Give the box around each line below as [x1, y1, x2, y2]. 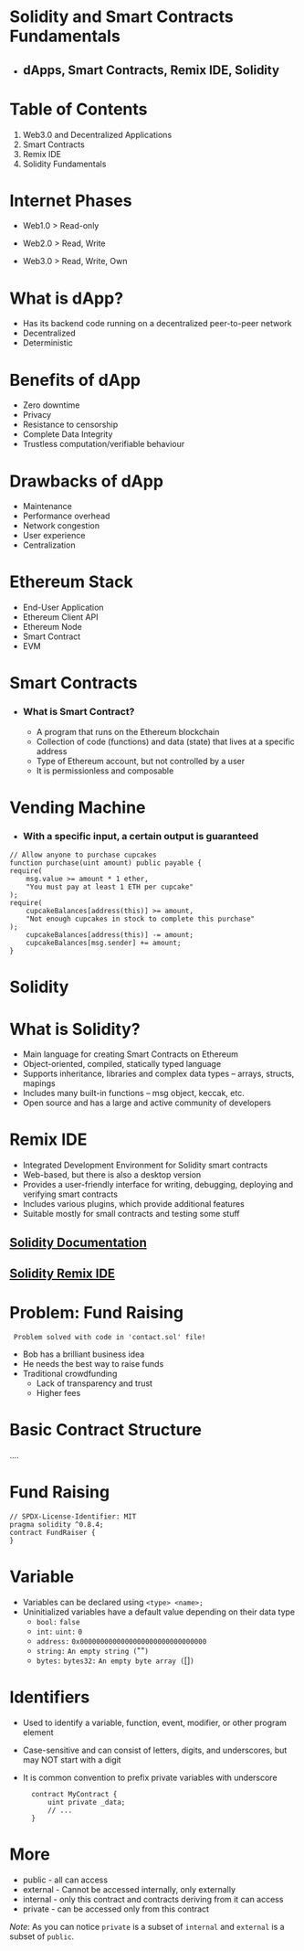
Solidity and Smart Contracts [9, 6, 235, 27]
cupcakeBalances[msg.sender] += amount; [26, 939, 182, 948]
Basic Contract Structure [9, 1420, 203, 1441]
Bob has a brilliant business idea [22, 1349, 145, 1359]
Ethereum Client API [22, 612, 99, 623]
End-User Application [22, 602, 104, 613]
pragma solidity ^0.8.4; [9, 1519, 104, 1529]
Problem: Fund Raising [9, 1303, 184, 1323]
